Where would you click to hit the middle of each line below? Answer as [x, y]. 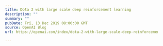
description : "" [21, 14]
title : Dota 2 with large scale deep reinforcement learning [68, 9]
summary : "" [17, 18]
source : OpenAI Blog [26, 28]
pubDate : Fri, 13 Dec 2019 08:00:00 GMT [47, 23]
